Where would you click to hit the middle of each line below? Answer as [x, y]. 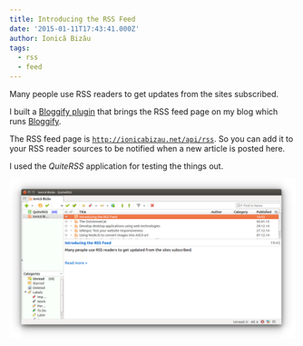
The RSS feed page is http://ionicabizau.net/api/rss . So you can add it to [151, 139]
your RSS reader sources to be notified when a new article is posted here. [147, 148]
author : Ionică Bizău [50, 38]
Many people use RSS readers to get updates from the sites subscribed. [144, 94]
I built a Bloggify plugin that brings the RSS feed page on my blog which [144, 112]
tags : [20, 48]
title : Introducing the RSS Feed [73, 19]
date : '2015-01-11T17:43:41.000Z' [75, 29]
